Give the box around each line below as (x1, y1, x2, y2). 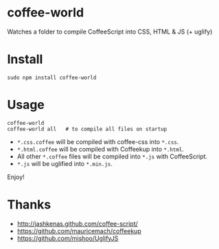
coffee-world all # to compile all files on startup (7, 126, 168, 132)
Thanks (7, 197, 51, 212)
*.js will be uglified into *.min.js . (16, 159, 113, 167)
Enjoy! (7, 173, 25, 181)
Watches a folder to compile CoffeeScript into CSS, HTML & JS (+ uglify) (7, 27, 213, 36)
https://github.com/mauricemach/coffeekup (16, 226, 142, 235)
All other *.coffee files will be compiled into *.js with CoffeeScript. (16, 152, 208, 161)
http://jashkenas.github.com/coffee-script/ (16, 220, 139, 228)
